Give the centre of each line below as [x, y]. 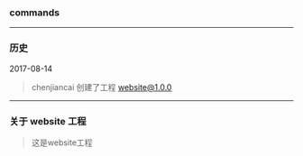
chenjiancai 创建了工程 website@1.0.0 [101, 87]
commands [35, 13]
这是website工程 [62, 142]
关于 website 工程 [48, 121]
